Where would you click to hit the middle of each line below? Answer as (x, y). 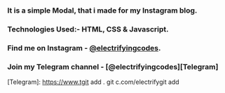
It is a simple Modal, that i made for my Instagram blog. (102, 10)
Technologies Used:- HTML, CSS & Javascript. (88, 29)
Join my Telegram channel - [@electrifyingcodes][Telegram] (113, 66)
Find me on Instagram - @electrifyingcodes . (84, 48)
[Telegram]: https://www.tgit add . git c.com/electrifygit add (94, 82)
